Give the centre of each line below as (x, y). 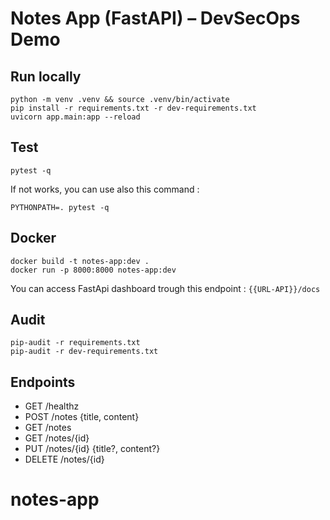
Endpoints (43, 382)
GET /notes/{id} (57, 438)
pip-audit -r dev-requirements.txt (84, 352)
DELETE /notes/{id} (64, 459)
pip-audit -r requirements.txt (75, 343)
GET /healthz (52, 406)
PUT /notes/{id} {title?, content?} (92, 449)
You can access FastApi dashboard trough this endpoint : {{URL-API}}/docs (165, 288)
